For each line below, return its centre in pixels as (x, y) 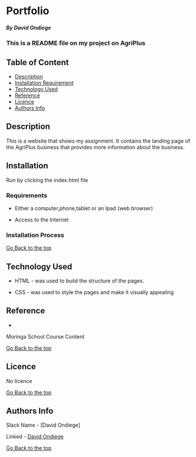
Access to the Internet (42, 220)
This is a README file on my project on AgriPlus (76, 43)
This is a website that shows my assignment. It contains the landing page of (98, 141)
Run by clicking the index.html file (47, 180)
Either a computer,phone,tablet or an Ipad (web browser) (84, 208)
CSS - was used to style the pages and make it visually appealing (94, 292)
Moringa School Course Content (45, 336)
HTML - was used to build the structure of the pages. (79, 281)
